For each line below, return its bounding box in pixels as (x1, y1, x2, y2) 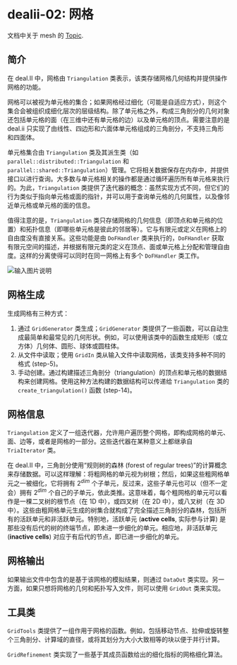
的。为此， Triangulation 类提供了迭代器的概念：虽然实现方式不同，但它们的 (7, 183, 230, 191)
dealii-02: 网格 (7, 6, 94, 23)
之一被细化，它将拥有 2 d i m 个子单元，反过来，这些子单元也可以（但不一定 (13, 478, 228, 488)
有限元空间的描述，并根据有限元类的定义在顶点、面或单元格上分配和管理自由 (7, 242, 230, 251)
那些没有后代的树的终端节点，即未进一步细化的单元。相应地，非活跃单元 (7, 523, 217, 532)
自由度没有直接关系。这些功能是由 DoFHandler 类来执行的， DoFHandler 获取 (7, 234, 224, 242)
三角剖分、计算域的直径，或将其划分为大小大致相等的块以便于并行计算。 (13, 635, 224, 644)
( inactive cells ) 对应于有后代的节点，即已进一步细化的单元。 (7, 532, 183, 541)
